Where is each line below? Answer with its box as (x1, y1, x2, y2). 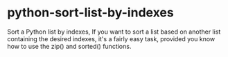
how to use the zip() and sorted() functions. (7, 42, 132, 50)
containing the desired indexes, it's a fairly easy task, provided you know (7, 34, 216, 43)
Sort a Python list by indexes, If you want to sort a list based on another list (7, 27, 221, 36)
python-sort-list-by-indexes (7, 5, 175, 21)
